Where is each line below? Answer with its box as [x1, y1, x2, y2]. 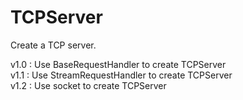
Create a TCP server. [10, 39, 97, 51]
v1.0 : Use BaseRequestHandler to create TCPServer [10, 58, 227, 70]
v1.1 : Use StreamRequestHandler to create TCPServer [10, 69, 233, 81]
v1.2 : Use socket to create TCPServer [10, 79, 167, 91]
